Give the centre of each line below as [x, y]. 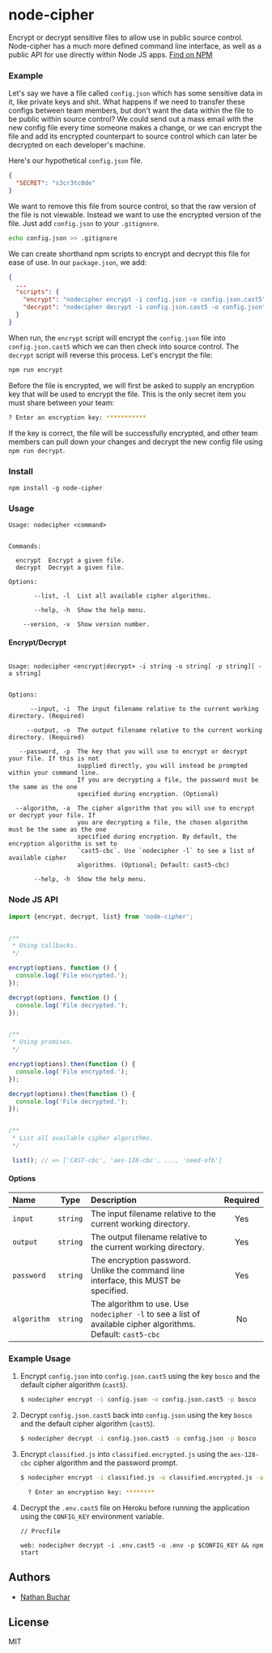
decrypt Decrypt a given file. [70, 568]
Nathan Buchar [45, 1597]
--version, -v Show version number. [87, 625]
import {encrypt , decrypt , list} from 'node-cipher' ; [101, 916]
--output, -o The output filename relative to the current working [144, 730]
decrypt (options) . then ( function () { [72, 1094]
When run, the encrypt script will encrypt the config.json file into [117, 337]
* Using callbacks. [45, 946]
